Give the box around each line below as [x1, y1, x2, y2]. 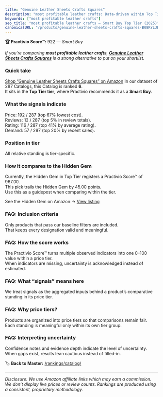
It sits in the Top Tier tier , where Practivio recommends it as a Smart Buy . [5, 88, 152, 95]
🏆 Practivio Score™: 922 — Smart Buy [5, 39, 83, 45]
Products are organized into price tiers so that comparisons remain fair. [5, 317, 147, 323]
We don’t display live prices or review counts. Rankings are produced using [5, 381, 156, 387]
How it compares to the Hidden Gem [5, 162, 92, 169]
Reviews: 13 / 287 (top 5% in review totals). [5, 117, 91, 123]
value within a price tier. [5, 255, 53, 261]
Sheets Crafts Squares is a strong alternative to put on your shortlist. [5, 55, 145, 61]
